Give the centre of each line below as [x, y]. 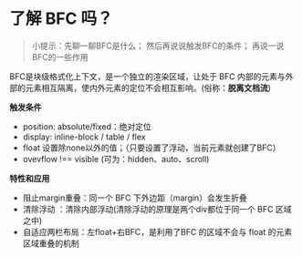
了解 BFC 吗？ [61, 19]
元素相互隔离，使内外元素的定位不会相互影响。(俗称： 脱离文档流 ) [148, 87]
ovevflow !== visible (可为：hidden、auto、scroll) [116, 159]
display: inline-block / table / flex [84, 137]
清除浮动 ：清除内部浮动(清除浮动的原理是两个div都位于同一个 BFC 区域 [157, 209]
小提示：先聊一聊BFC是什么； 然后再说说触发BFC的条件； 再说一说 [158, 46]
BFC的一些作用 [60, 57]
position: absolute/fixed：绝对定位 [87, 126]
